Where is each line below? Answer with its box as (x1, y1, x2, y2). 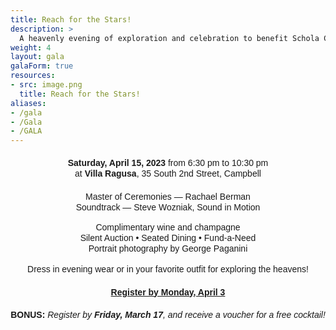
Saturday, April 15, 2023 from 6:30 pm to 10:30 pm (67, 157, 269, 169)
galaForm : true (10, 61, 74, 71)
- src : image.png (10, 80, 83, 90)
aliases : (10, 98, 47, 108)
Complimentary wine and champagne (95, 222, 241, 233)
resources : (10, 71, 56, 81)
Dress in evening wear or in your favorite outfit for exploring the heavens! (27, 263, 309, 275)
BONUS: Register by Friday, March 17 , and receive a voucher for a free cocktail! (10, 309, 326, 321)
